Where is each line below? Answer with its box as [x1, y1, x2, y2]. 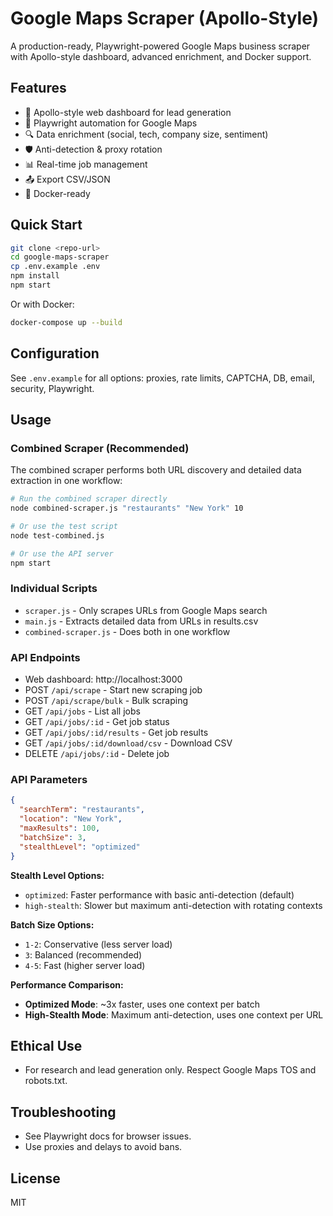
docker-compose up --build [10, 317, 123, 327]
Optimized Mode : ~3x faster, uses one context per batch [24, 998, 260, 1010]
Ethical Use [10, 1037, 83, 1054]
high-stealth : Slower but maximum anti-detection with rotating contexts [24, 899, 323, 911]
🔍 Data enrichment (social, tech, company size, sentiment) [24, 128, 269, 140]
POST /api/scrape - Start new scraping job [24, 684, 203, 696]
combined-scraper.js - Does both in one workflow [24, 625, 231, 637]
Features [10, 80, 67, 97]
